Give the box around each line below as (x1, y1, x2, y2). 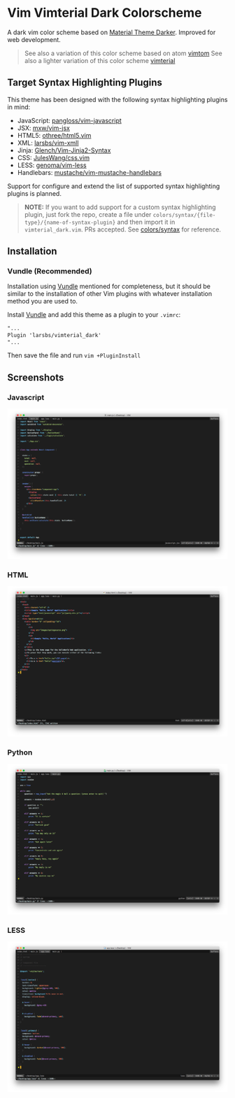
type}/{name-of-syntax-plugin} (24, 219, 116, 226)
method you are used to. (7, 297, 78, 306)
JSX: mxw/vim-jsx (17, 124, 70, 132)
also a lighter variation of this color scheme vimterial (24, 56, 176, 64)
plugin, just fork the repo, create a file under (24, 210, 152, 218)
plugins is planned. (7, 189, 62, 197)
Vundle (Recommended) (7, 266, 92, 276)
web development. (7, 35, 61, 43)
